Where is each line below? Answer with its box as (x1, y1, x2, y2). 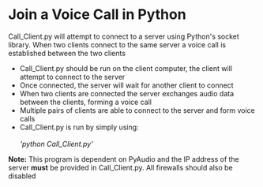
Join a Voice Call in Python (8, 6, 187, 24)
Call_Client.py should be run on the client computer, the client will (19, 63, 233, 73)
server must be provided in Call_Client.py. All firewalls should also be (8, 163, 233, 172)
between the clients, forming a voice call (19, 97, 152, 107)
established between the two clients (8, 48, 126, 58)
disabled (8, 171, 36, 181)
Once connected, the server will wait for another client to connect (19, 80, 235, 90)
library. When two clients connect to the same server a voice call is (8, 39, 227, 49)
